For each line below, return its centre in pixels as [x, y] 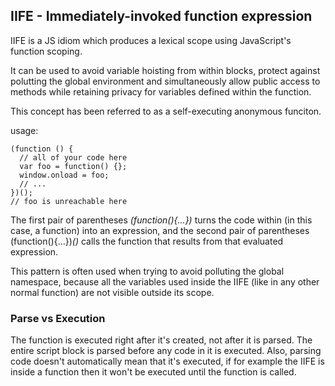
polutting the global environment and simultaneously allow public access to [165, 81]
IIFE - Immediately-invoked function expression [161, 16]
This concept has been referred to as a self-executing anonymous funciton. [166, 111]
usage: [24, 130]
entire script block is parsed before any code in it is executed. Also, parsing [166, 351]
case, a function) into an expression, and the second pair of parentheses [160, 230]
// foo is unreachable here [69, 201]
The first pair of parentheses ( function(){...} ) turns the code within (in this [161, 220]
